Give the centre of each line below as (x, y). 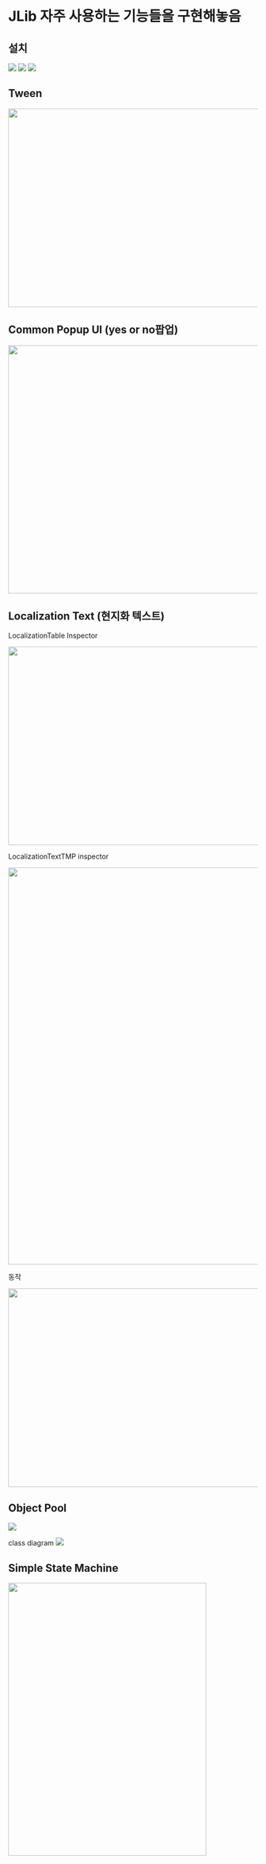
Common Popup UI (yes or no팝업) (93, 330)
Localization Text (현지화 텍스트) (86, 616)
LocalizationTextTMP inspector (59, 857)
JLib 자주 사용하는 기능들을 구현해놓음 (125, 16)
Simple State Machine (63, 1568)
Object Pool (38, 1508)
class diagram (31, 1543)
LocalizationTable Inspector (53, 635)
